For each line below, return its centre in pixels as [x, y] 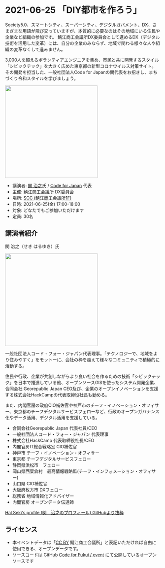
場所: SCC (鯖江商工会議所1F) [42, 198]
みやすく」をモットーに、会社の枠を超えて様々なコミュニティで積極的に [87, 359]
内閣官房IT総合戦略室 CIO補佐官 [45, 446]
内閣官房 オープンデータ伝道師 [43, 502]
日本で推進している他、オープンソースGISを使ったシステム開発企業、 [88, 382]
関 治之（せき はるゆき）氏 [32, 246]
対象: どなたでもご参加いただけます [48, 210]
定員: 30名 [23, 216]
